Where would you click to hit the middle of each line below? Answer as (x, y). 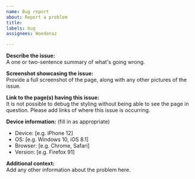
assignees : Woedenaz (32, 34)
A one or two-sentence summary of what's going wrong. (76, 62)
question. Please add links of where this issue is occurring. (78, 110)
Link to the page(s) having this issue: (53, 98)
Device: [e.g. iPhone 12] (44, 133)
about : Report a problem (37, 17)
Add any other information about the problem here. (68, 170)
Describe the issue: (31, 56)
